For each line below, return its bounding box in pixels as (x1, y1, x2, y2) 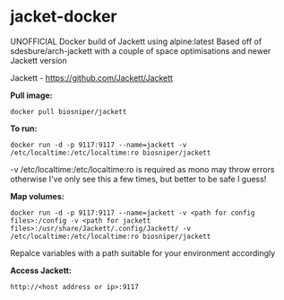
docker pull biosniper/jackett (10, 107, 127, 116)
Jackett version (10, 55, 67, 66)
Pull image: (10, 90, 53, 101)
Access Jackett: (10, 265, 73, 276)
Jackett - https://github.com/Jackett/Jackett (10, 72, 174, 83)
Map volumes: (10, 190, 65, 201)
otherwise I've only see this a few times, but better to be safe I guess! (10, 173, 267, 184)
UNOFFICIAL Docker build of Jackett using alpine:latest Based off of (10, 36, 262, 47)
